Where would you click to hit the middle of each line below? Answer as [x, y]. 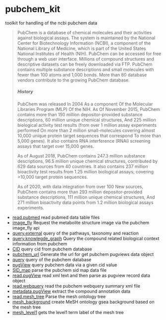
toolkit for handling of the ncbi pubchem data [51, 23]
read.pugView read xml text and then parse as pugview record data [81, 275]
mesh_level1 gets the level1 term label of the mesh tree [68, 312]
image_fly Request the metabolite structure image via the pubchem [81, 223]
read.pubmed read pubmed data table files [56, 217]
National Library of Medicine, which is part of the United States [82, 48]
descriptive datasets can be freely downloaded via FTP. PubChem [85, 64]
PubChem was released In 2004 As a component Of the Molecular [85, 104]
